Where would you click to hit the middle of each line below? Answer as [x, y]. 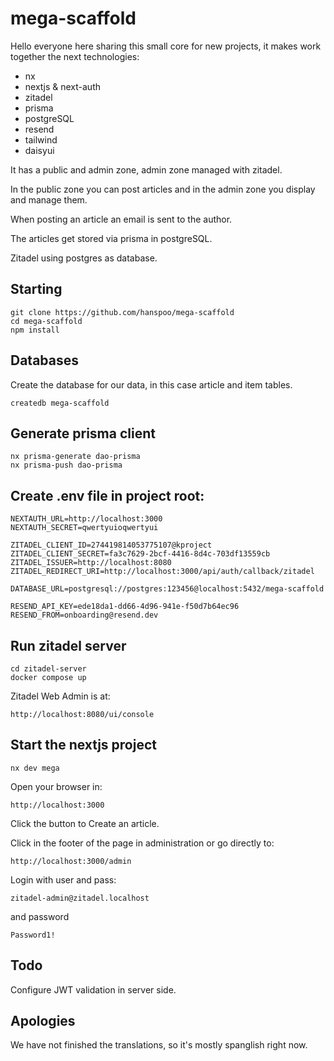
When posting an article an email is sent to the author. [121, 219]
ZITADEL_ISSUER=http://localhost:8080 [91, 563]
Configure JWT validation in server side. [93, 989]
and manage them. [49, 199]
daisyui [39, 150]
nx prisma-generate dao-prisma [75, 457]
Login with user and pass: [63, 879]
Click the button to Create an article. [85, 823]
